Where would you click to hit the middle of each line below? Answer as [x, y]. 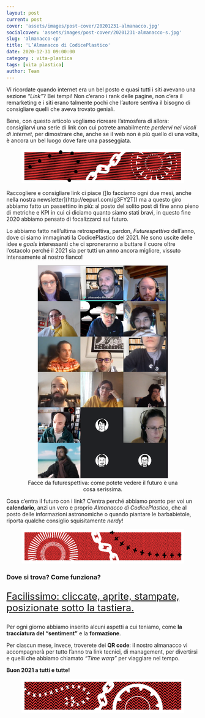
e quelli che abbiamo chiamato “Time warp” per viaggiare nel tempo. [93, 658]
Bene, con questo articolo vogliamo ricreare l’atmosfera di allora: [88, 121]
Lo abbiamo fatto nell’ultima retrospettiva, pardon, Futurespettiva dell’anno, [101, 231]
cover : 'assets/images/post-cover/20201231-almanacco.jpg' [83, 26]
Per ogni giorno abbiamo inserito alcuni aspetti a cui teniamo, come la [94, 627]
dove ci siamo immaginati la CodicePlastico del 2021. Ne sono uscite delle [99, 237]
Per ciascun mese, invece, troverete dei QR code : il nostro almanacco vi [97, 645]
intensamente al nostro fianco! [45, 257]
